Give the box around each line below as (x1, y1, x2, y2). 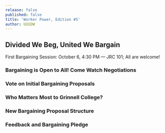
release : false (5, 7, 38, 13)
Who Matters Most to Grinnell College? (5, 93, 103, 101)
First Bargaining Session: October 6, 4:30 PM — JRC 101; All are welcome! (5, 54, 160, 60)
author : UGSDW (5, 21, 36, 27)
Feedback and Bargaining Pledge (5, 121, 88, 128)
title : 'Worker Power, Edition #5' (5, 17, 81, 22)
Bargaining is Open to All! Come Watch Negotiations (5, 66, 137, 74)
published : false (5, 12, 42, 17)
